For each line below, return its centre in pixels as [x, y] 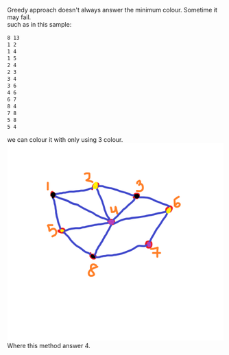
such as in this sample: [39, 24]
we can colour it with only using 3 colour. [65, 139]
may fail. [19, 17]
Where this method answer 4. [49, 346]
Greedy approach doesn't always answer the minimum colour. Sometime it [112, 10]
